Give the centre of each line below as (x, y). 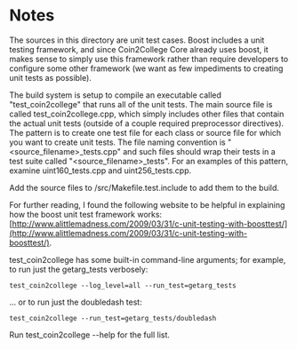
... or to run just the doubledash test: (76, 302)
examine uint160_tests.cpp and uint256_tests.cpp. (100, 171)
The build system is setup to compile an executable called (116, 95)
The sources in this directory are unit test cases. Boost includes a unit (137, 40)
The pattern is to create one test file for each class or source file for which (145, 132)
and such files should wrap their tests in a (199, 151)
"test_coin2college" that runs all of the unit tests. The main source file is (141, 104)
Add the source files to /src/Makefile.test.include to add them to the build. (144, 187)
